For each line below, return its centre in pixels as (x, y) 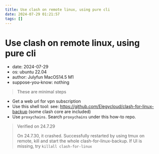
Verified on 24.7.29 (36, 126)
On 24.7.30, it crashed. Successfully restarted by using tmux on (81, 136)
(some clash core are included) (60, 112)
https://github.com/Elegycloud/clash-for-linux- (107, 107)
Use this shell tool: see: (36, 107)
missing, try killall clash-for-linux (54, 146)
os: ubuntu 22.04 (30, 72)
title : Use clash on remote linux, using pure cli (58, 10)
